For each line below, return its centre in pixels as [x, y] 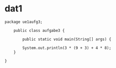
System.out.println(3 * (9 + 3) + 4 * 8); [67, 48]
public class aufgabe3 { [39, 30]
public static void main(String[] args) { [67, 39]
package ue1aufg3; [24, 22]
